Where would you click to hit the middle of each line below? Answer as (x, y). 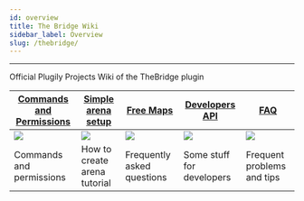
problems (266, 166)
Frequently (148, 155)
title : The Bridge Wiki (54, 26)
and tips (263, 178)
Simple (99, 99)
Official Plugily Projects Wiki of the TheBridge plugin (107, 77)
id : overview (34, 18)
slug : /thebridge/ (44, 43)
